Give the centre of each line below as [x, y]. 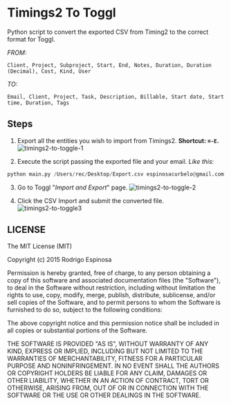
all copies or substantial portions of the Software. [77, 330]
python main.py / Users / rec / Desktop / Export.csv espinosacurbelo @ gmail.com [116, 174]
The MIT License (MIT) [40, 246]
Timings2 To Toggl [62, 13]
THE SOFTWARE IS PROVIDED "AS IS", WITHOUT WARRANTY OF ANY [108, 344]
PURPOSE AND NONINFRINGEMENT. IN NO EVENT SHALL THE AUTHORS [113, 366]
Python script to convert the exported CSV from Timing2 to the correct [108, 32]
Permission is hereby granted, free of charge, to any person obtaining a [109, 273]
